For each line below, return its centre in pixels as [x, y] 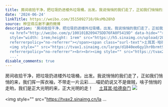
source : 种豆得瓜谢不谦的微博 [33, 24]
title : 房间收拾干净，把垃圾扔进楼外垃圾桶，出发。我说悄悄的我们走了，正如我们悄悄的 [84, 10]
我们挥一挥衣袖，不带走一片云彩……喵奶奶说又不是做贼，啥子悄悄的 [92, 82]
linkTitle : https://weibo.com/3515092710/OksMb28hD [60, 19]
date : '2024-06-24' [25, 14]
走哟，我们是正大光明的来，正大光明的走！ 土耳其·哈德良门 [68, 88]
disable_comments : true [30, 61]
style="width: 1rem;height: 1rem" [45, 38]
